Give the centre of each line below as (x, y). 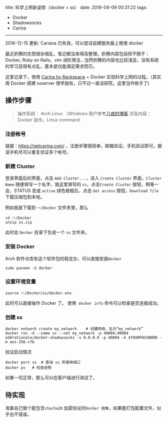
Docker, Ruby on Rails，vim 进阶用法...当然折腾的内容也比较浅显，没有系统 (82, 60)
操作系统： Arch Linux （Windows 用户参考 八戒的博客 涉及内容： (84, 113)
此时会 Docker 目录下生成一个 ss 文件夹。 (47, 233)
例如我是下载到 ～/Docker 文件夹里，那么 (47, 207)
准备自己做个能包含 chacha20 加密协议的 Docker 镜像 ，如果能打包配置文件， (81, 408)
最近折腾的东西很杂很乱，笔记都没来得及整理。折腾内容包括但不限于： (77, 54)
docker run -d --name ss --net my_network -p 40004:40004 (67, 333)
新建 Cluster (20, 166)
